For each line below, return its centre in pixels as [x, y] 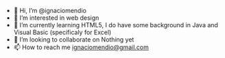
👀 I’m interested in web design [56, 18]
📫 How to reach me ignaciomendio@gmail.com [81, 47]
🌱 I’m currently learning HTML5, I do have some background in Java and [116, 25]
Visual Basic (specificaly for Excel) [62, 32]
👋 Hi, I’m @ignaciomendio [50, 11]
